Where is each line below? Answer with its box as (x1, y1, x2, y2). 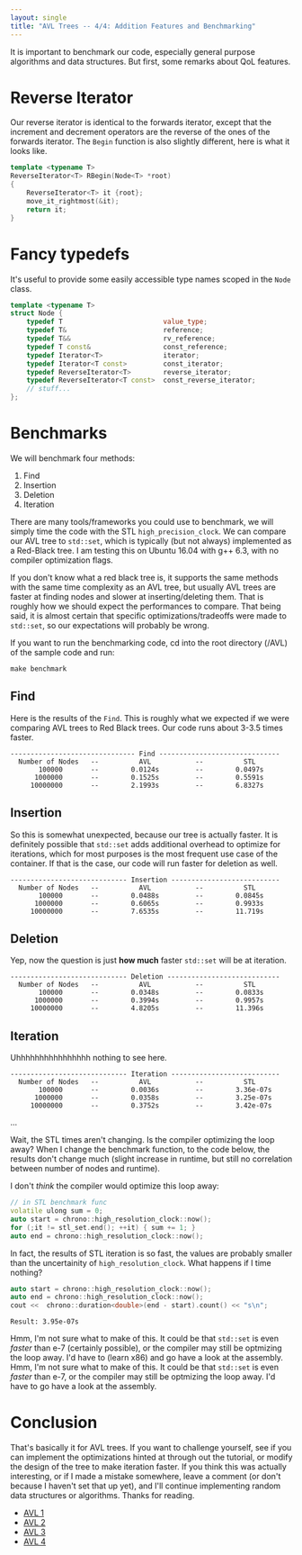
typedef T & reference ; (26, 326, 204, 335)
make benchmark (10, 664, 67, 674)
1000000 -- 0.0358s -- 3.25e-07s (33, 1093, 272, 1103)
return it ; (26, 204, 67, 214)
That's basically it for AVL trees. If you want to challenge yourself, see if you (10, 1442, 292, 1453)
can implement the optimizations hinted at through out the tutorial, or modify (10, 1451, 293, 1463)
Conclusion (10, 1413, 98, 1433)
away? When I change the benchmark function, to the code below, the (10, 1144, 271, 1155)
